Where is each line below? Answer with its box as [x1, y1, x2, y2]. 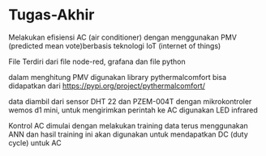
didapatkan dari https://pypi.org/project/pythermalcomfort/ [8, 81, 205, 91]
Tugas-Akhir [8, 6, 95, 24]
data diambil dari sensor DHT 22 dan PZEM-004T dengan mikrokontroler [8, 96, 252, 106]
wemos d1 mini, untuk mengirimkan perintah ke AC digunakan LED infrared [8, 105, 258, 115]
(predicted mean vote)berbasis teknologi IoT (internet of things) [8, 40, 221, 50]
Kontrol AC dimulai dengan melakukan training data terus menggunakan [8, 120, 249, 130]
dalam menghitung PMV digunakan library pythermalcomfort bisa [8, 72, 227, 82]
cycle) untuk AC [8, 137, 62, 147]
